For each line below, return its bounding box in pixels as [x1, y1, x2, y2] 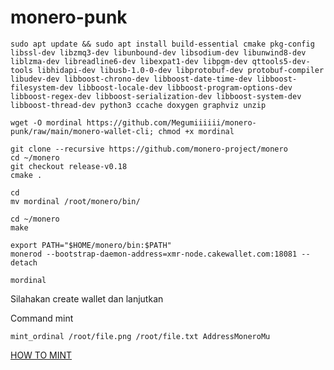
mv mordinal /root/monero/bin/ [10, 196, 141, 206]
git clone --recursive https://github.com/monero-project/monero [10, 144, 288, 154]
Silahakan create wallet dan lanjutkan [10, 292, 164, 305]
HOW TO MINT [10, 349, 73, 361]
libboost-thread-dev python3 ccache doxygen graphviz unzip [10, 100, 267, 110]
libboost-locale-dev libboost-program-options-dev [77, 82, 293, 93]
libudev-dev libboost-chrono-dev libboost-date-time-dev [10, 74, 253, 84]
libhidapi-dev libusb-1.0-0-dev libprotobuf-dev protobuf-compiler [36, 65, 325, 75]
